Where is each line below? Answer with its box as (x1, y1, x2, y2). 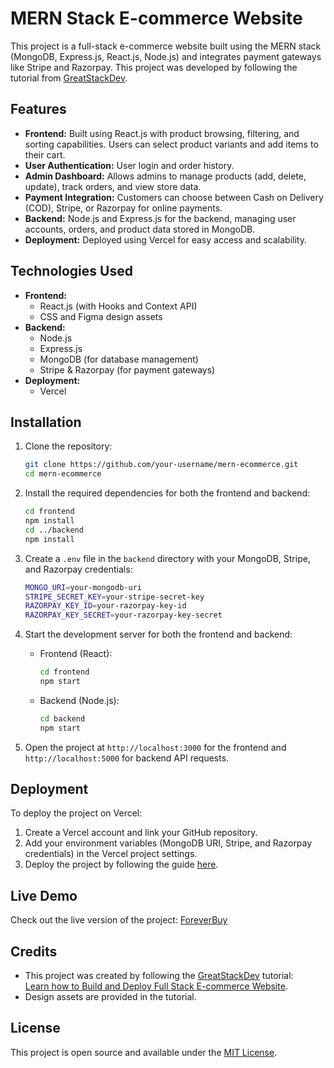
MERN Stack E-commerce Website (10, 7, 303, 30)
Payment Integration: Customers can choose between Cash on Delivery (24, 191, 324, 203)
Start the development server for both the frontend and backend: (24, 628, 293, 641)
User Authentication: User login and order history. (24, 159, 235, 171)
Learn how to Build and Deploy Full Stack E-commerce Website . (24, 980, 288, 992)
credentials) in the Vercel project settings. (24, 848, 198, 860)
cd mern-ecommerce (24, 469, 102, 479)
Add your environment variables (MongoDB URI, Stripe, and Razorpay (24, 837, 313, 849)
